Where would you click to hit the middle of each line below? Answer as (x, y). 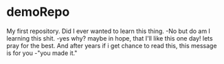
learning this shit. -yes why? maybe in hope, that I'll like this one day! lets (110, 38)
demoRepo (38, 12)
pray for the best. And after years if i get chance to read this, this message (112, 45)
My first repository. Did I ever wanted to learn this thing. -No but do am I (109, 31)
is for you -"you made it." (42, 53)
